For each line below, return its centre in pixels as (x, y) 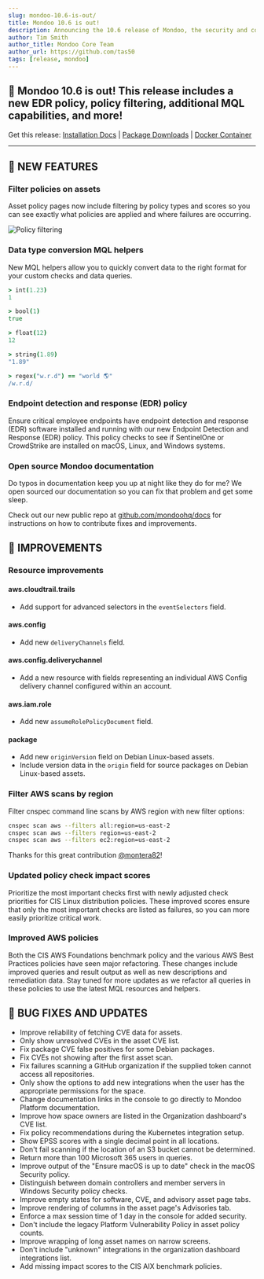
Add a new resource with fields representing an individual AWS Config (133, 678)
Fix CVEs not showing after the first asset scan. (96, 1057)
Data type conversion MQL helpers (76, 250)
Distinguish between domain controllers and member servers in (122, 1182)
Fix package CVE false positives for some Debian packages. (117, 1049)
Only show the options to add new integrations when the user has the (132, 1082)
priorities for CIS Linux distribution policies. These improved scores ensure (129, 901)
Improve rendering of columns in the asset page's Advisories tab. (125, 1207)
